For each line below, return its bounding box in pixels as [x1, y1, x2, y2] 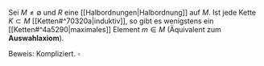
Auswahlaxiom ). [8, 33, 64, 43]
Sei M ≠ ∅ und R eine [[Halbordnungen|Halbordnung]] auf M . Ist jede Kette [8, 8, 256, 17]
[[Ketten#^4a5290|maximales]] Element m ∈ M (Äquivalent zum [8, 25, 221, 34]
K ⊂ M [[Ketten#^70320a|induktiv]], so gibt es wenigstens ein [8, 16, 214, 26]
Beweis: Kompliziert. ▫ [8, 49, 80, 58]
